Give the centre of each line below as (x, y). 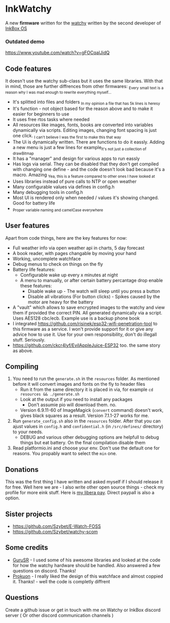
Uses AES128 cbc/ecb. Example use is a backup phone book (76, 318)
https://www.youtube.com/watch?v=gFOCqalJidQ (58, 53)
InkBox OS (16, 28)
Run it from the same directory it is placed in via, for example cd (87, 389)
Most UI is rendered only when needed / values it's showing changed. (86, 198)
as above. (23, 350)
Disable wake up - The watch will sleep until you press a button (94, 291)
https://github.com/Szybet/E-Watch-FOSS (57, 526)
